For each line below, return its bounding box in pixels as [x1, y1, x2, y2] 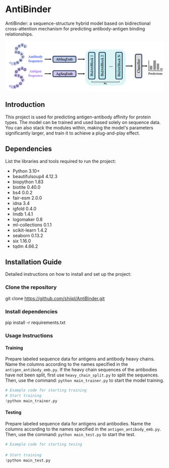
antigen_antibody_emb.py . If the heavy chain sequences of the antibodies [5, 367, 157, 373]
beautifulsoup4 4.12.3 [12, 173, 58, 179]
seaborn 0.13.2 [12, 232, 43, 238]
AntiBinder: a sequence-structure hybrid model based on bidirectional [5, 20, 151, 26]
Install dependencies [5, 308, 58, 315]
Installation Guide [5, 258, 62, 266]
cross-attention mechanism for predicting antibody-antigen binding [5, 25, 145, 31]
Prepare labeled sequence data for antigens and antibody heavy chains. [5, 356, 155, 362]
